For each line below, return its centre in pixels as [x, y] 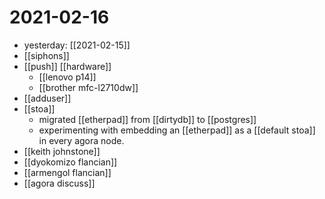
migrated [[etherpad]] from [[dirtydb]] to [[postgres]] [147, 119]
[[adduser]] [47, 98]
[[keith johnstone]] [62, 151]
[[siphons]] [46, 55]
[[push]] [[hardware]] [67, 66]
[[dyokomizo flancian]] [70, 162]
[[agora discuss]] [59, 183]
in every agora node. [81, 140]
